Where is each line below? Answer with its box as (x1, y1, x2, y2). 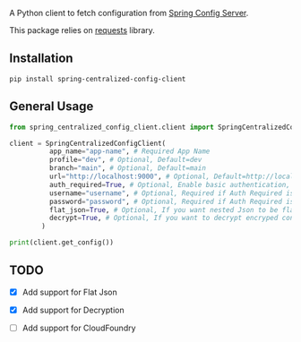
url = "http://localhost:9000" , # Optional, (48, 172, 211, 181)
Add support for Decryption (21, 304, 125, 315)
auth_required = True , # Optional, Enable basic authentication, (48, 180, 291, 189)
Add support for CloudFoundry (21, 322, 136, 333)
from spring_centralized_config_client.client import (9, 123, 215, 132)
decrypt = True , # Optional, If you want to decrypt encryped (48, 214, 279, 223)
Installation (9, 51, 73, 66)
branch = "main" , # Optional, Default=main (48, 164, 206, 173)
